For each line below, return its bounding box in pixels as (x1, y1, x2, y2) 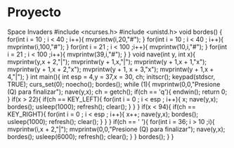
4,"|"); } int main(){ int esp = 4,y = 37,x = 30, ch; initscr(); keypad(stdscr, (7, 72, 216, 81)
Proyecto (7, 4, 62, 20)
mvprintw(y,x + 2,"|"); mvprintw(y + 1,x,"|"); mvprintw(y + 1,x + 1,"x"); (7, 57, 207, 66)
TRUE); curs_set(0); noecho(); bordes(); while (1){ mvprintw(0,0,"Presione (7, 80, 221, 88)
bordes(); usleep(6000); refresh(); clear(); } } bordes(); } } (7, 132, 174, 141)
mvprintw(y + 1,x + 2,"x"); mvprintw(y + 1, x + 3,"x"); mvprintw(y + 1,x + (7, 65, 214, 73)
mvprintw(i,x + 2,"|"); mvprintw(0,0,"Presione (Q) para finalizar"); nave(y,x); (7, 125, 226, 133)
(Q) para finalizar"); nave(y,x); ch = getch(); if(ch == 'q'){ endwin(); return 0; (7, 87, 228, 96)
